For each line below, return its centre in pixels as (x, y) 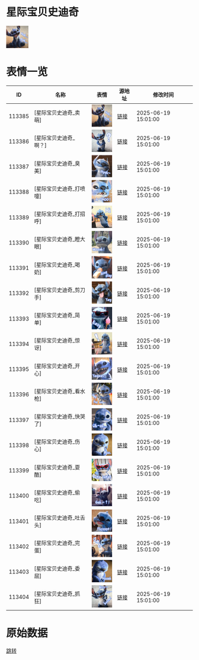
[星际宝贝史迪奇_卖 (57, 113)
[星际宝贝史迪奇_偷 (57, 492)
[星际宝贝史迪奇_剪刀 (60, 290)
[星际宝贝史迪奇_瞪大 (60, 239)
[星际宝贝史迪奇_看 (57, 391)
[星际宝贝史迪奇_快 (57, 417)
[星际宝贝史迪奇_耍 (57, 467)
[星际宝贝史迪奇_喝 (57, 264)
